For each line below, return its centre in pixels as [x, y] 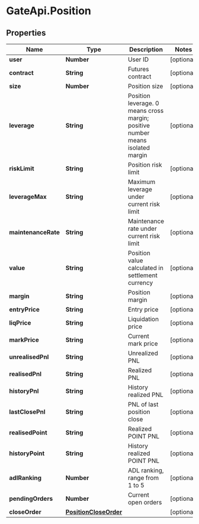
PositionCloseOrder [94, 512]
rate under [142, 228]
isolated [139, 148]
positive [139, 126]
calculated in [146, 268]
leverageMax [28, 197]
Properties [26, 33]
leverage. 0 [143, 103]
